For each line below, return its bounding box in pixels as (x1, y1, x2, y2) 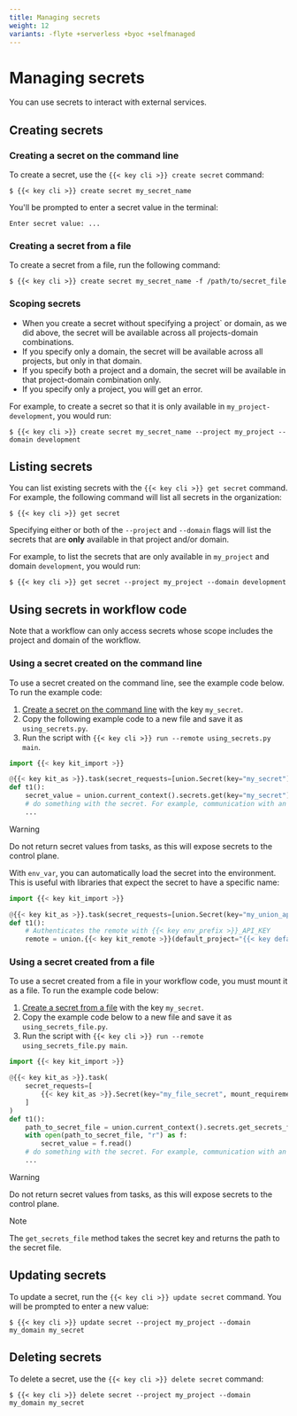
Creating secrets (9, 122, 103, 137)
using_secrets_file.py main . (21, 1040, 128, 1051)
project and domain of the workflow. (9, 635, 141, 645)
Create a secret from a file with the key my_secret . (21, 1003, 204, 1013)
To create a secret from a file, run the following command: (9, 260, 221, 270)
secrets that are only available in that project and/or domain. (9, 534, 230, 545)
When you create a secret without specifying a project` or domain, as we (21, 317, 287, 328)
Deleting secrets (9, 1350, 103, 1365)
